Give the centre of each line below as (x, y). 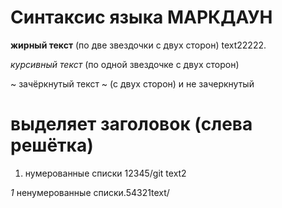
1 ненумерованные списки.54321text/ (90, 192)
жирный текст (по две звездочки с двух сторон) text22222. (138, 45)
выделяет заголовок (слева (131, 124)
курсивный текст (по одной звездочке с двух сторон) (125, 64)
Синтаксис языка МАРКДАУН (141, 17)
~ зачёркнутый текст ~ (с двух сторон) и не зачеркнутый (132, 83)
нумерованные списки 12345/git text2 (105, 173)
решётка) (52, 145)
